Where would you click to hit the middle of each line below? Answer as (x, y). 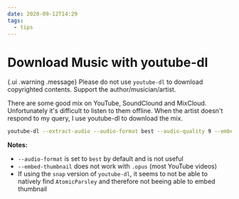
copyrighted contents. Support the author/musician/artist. (92, 90)
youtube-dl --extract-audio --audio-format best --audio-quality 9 (110, 131)
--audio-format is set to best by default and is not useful (100, 159)
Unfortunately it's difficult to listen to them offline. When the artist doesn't (115, 111)
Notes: (18, 145)
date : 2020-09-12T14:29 (43, 14)
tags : (15, 21)
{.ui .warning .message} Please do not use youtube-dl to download (105, 82)
